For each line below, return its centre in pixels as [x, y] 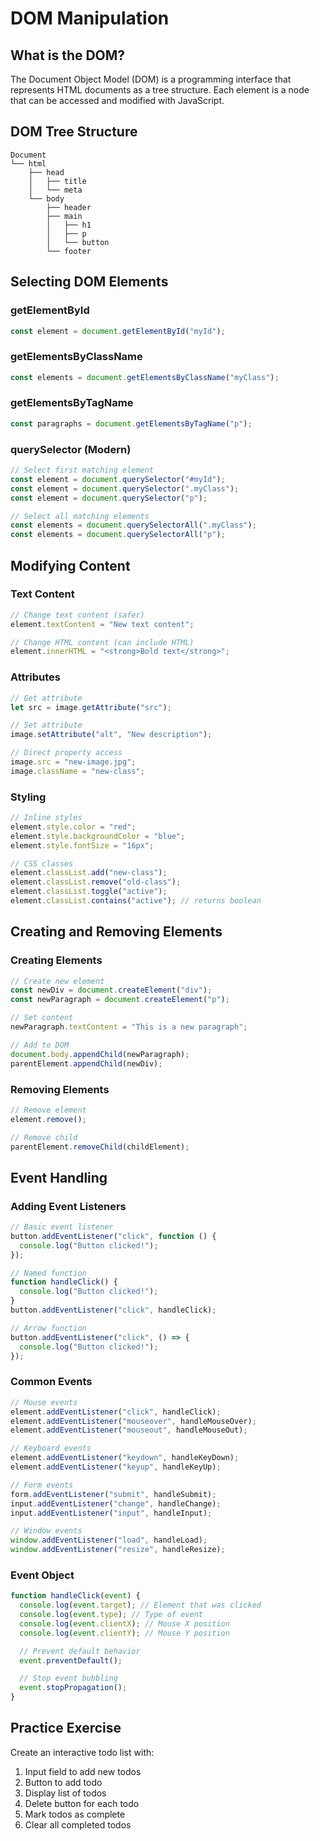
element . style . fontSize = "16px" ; [82, 845]
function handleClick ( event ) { [75, 1596]
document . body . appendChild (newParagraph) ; [100, 1054]
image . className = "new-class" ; [77, 771]
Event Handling [59, 1177]
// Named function [48, 1273]
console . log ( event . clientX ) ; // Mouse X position [124, 1623]
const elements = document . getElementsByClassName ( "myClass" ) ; [145, 377]
